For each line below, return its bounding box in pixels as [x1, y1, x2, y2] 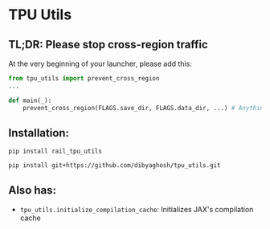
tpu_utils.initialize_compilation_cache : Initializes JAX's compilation [19, 205, 254, 215]
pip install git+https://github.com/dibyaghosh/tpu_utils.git [8, 162, 221, 170]
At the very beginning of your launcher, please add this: [8, 59, 193, 68]
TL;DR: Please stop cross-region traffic [8, 38, 209, 51]
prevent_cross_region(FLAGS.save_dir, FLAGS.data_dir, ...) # [22, 104, 235, 112]
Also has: [8, 183, 57, 197]
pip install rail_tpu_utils [8, 147, 103, 156]
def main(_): [8, 96, 52, 104]
